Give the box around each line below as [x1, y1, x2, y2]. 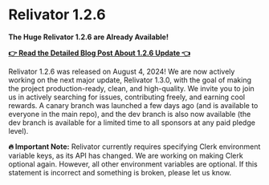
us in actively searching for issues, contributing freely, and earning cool [8, 92, 246, 102]
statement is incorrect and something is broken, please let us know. [8, 167, 231, 177]
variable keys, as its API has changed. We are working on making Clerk [8, 151, 243, 160]
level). [8, 126, 29, 135]
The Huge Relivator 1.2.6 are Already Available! [8, 32, 169, 42]
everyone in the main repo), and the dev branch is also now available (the [8, 109, 251, 119]
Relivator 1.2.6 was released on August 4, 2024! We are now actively [8, 66, 235, 76]
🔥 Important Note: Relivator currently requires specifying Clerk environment [8, 142, 261, 151]
